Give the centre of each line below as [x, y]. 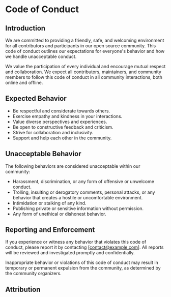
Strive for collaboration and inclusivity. [53, 132]
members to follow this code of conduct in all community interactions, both [84, 77]
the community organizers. [34, 274]
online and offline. [24, 83]
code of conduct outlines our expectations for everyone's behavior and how [85, 51]
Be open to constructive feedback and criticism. [63, 127]
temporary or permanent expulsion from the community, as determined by [83, 268]
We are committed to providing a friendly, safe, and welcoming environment [85, 40]
